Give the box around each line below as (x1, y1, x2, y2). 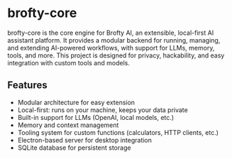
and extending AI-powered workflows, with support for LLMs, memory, (7, 43, 215, 52)
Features (7, 79, 48, 92)
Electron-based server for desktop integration (17, 136, 153, 144)
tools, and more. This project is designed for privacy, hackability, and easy (7, 51, 225, 60)
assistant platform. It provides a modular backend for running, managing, (7, 35, 221, 44)
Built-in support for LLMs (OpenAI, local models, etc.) (17, 113, 175, 121)
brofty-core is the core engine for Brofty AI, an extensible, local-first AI (7, 28, 214, 37)
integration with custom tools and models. (7, 58, 130, 67)
